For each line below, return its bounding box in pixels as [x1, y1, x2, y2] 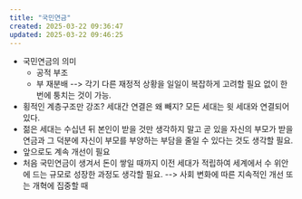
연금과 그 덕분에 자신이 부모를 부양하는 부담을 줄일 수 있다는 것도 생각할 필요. [22, 135, 294, 146]
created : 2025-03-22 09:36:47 [9, 22, 124, 31]
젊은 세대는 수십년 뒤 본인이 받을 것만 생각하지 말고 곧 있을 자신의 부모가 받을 [22, 124, 294, 135]
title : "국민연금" [9, 13, 72, 23]
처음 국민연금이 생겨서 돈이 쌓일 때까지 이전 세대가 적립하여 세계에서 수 [22, 157, 272, 168]
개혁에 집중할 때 [32, 180, 89, 191]
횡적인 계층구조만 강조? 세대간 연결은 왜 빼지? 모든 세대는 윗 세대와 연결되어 [22, 101, 290, 112]
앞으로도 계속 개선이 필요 [22, 147, 111, 157]
